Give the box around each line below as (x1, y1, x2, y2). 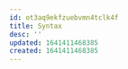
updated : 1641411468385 (9, 38, 99, 47)
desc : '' (9, 30, 42, 39)
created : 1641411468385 (9, 47, 99, 56)
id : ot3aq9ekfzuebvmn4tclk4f (9, 13, 119, 22)
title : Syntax (9, 22, 63, 30)
